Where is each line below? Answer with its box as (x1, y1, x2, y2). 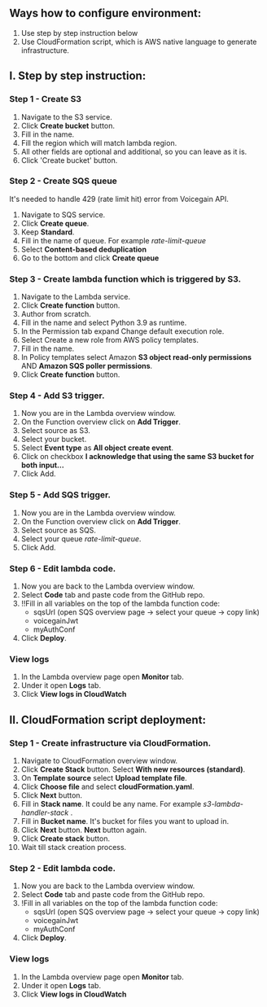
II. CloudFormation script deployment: (9, 712, 207, 727)
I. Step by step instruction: (9, 69, 147, 83)
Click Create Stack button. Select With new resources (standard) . (20, 764, 246, 774)
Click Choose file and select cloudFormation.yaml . (20, 782, 195, 791)
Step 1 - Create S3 (9, 94, 82, 105)
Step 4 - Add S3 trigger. (9, 390, 105, 401)
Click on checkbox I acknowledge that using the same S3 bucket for (20, 452, 255, 462)
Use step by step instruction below (20, 28, 138, 37)
